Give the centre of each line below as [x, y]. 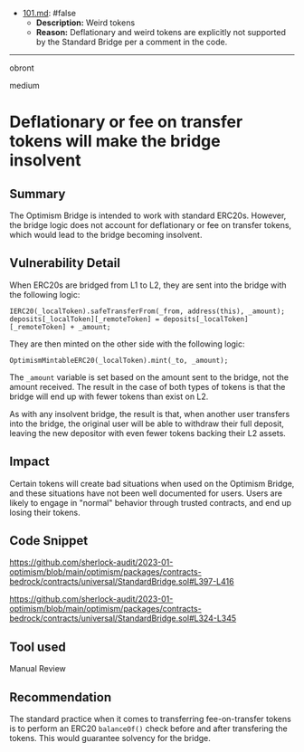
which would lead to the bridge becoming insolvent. [106, 235]
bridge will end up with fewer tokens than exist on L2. [109, 396]
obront [22, 68]
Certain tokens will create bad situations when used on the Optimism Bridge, [152, 483]
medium [24, 86]
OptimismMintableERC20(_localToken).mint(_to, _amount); [119, 360]
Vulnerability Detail [65, 263]
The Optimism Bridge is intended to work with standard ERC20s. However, [148, 215]
